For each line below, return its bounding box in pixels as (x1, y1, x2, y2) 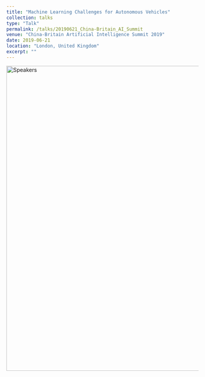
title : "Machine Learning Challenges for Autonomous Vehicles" (6, 9, 171, 15)
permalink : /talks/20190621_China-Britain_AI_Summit (6, 26, 143, 32)
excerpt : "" (6, 49, 37, 55)
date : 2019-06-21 (6, 37, 51, 43)
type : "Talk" (6, 20, 40, 26)
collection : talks (6, 15, 53, 21)
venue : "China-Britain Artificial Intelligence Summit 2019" (6, 32, 165, 38)
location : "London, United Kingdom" (6, 43, 99, 49)
